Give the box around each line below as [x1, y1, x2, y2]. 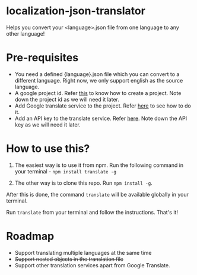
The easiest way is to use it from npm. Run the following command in [14, 162, 184, 169]
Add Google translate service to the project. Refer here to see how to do [14, 102, 191, 109]
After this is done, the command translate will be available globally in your [6, 191, 189, 198]
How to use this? [6, 142, 90, 156]
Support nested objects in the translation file [14, 255, 123, 263]
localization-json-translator [6, 4, 145, 18]
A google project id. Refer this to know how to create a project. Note [14, 89, 182, 96]
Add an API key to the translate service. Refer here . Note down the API [14, 115, 188, 122]
